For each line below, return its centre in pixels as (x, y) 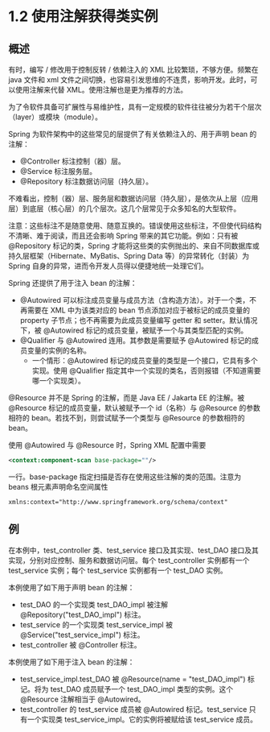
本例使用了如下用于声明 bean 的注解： (72, 587)
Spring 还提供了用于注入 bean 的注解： (73, 283)
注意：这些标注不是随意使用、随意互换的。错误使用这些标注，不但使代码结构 (135, 225)
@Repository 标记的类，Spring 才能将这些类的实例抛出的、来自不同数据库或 (134, 246)
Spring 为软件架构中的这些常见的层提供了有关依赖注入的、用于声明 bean (128, 134)
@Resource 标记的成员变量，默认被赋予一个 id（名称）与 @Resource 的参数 (135, 408)
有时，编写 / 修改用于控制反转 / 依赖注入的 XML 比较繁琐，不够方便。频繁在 (133, 70)
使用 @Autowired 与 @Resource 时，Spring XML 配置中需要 (107, 445)
